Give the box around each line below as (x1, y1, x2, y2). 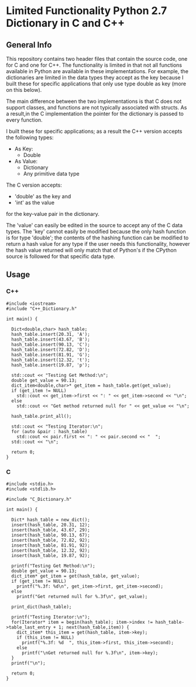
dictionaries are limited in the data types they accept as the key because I (6, 74, 184, 81)
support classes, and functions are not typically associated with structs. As (6, 104, 187, 111)
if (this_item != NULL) (16, 634, 75, 640)
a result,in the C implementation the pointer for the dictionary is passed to (6, 110, 184, 117)
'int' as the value (14, 199, 55, 206)
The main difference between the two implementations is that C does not (6, 98, 182, 105)
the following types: (6, 134, 54, 141)
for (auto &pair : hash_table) (11, 428, 88, 434)
